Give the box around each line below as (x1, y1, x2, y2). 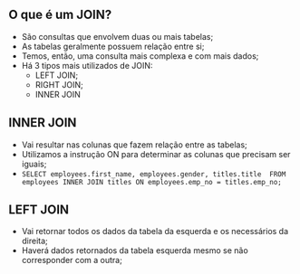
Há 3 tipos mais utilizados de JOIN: (21, 60, 153, 71)
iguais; (21, 158, 47, 169)
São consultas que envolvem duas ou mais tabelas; (21, 31, 214, 42)
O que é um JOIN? (8, 7, 112, 23)
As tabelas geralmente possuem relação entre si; (21, 41, 205, 52)
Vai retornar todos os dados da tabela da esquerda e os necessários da (21, 226, 289, 237)
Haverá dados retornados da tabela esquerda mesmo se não (21, 245, 248, 256)
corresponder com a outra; (21, 255, 123, 266)
